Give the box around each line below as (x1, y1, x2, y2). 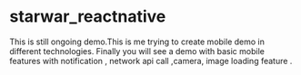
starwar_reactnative (9, 6, 166, 27)
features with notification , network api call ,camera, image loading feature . (9, 55, 293, 66)
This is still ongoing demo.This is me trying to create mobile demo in (9, 36, 266, 47)
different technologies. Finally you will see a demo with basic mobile (9, 45, 266, 56)
